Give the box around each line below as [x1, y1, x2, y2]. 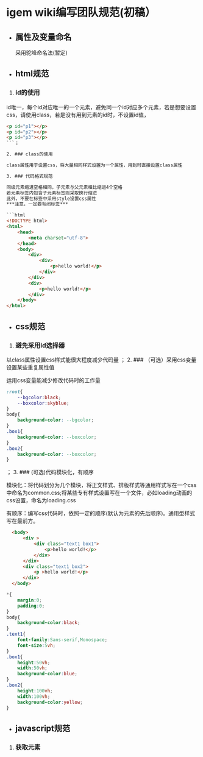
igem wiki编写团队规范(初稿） [6, 5, 156, 20]
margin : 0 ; [17, 597, 43, 603]
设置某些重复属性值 [6, 363, 55, 371]
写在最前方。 [6, 517, 38, 525]
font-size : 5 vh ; [17, 642, 56, 649]
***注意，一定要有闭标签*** [6, 201, 68, 207]
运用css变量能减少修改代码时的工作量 [6, 376, 101, 384]
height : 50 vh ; [17, 659, 51, 666]
